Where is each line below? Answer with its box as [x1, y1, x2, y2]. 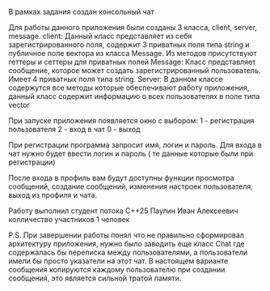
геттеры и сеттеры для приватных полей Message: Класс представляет [8, 57, 256, 66]
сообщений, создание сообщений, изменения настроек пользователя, [8, 182, 253, 191]
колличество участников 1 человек [8, 215, 130, 224]
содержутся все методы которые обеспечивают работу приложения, [8, 83, 250, 92]
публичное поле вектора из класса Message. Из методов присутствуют [8, 49, 257, 58]
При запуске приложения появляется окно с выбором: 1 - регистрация [8, 116, 255, 125]
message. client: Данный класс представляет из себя [8, 32, 192, 41]
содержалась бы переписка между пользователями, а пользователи [8, 247, 248, 257]
